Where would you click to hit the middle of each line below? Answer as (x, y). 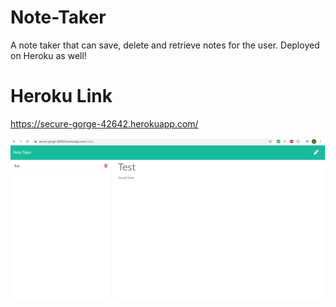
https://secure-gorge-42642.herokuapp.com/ (104, 123)
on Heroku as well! (48, 55)
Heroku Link (61, 96)
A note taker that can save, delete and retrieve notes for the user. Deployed (165, 45)
